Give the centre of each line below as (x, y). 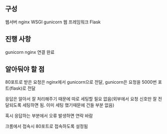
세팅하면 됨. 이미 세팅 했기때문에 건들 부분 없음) (68, 105)
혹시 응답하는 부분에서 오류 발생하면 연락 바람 (49, 116)
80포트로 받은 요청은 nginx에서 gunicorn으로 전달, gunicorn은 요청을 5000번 (81, 82)
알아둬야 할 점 (25, 69)
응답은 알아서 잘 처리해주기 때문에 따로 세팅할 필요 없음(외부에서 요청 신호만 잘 (81, 99)
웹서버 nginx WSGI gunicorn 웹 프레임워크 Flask (53, 22)
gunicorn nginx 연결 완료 (30, 52)
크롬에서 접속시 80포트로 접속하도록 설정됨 (47, 127)
